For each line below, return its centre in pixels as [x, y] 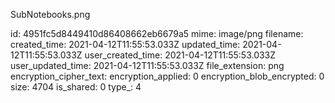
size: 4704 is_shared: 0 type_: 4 [76, 87]
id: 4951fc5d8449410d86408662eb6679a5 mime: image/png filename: [157, 33]
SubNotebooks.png [50, 14]
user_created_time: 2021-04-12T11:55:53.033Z [180, 55]
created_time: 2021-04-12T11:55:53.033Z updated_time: [125, 44]
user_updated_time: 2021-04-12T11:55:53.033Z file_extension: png [147, 65]
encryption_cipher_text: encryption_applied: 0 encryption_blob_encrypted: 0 [167, 76]
